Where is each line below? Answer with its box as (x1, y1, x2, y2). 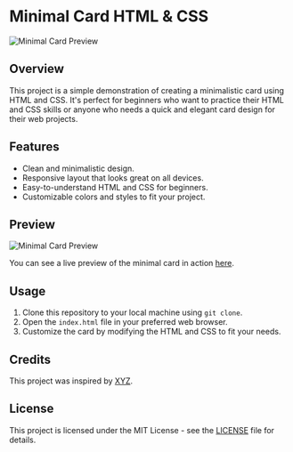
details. (9, 434, 37, 445)
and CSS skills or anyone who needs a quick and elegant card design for (9, 104, 276, 115)
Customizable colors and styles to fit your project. (21, 191, 206, 202)
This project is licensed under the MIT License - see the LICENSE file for (9, 424, 274, 435)
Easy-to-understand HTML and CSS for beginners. (21, 182, 208, 192)
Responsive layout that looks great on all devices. (21, 172, 204, 183)
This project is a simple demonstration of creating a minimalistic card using (9, 85, 285, 95)
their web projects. (9, 113, 78, 124)
